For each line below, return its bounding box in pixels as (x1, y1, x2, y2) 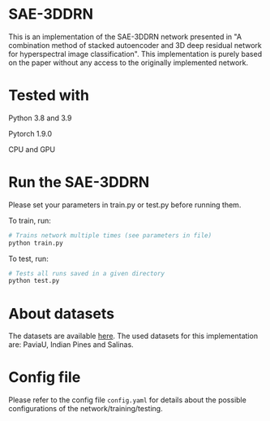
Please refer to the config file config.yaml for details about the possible (8, 395, 247, 405)
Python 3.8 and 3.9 (8, 113, 72, 123)
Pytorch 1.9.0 (8, 128, 53, 138)
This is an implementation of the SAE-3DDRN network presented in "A (8, 32, 242, 41)
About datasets (8, 304, 115, 323)
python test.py (8, 277, 60, 285)
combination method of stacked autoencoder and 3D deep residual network (8, 40, 262, 50)
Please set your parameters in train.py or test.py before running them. (8, 200, 242, 210)
